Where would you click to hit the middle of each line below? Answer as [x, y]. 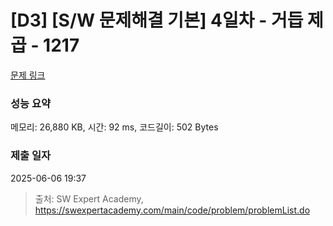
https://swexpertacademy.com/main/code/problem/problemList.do [172, 210]
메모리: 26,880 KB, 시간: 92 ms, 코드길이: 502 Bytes [114, 127]
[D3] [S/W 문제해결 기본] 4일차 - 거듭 [157, 20]
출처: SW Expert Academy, [89, 198]
